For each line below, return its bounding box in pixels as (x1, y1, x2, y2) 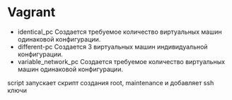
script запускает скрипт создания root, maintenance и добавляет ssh (7, 78, 214, 87)
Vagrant (7, 4, 56, 20)
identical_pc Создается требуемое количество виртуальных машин (17, 27, 222, 36)
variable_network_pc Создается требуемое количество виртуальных (17, 57, 225, 65)
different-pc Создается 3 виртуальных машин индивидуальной (17, 42, 208, 51)
